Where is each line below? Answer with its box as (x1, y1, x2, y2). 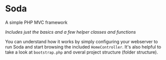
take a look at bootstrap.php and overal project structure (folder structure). (5, 49, 158, 55)
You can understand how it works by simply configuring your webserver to (5, 38, 158, 45)
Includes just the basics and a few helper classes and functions (5, 29, 136, 35)
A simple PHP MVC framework (5, 19, 68, 25)
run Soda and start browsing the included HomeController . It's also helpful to (5, 44, 162, 50)
